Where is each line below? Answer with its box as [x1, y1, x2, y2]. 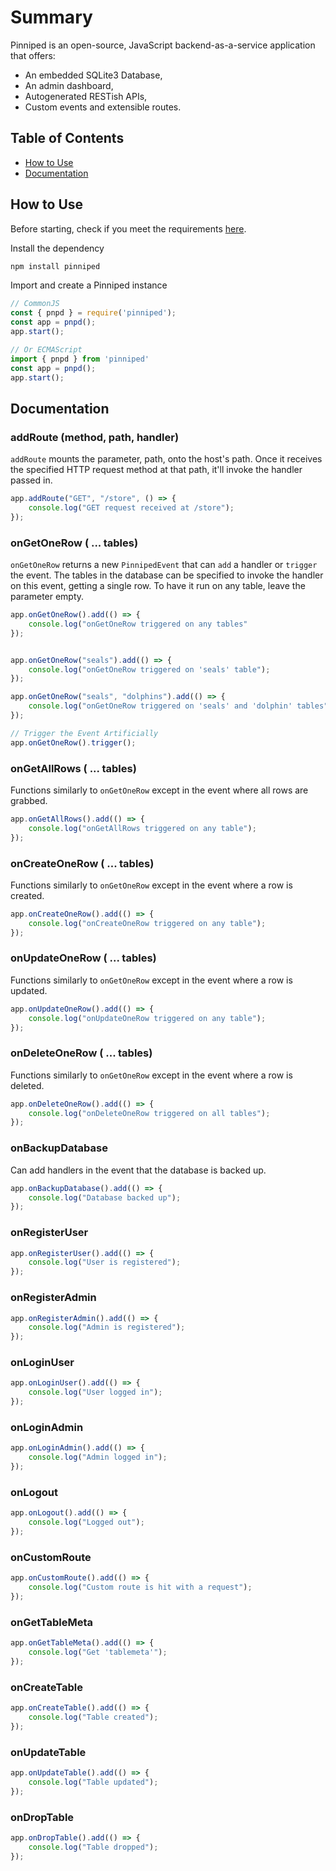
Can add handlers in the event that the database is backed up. [10, 1164, 267, 1176]
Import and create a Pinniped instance [10, 279, 168, 291]
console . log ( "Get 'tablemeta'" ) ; [28, 1647, 168, 1657]
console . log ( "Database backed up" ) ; [28, 1192, 182, 1203]
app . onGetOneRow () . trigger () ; [10, 737, 137, 748]
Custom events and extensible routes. [24, 101, 182, 113]
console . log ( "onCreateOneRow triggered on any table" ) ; [28, 918, 267, 928]
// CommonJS [10, 299, 60, 309]
